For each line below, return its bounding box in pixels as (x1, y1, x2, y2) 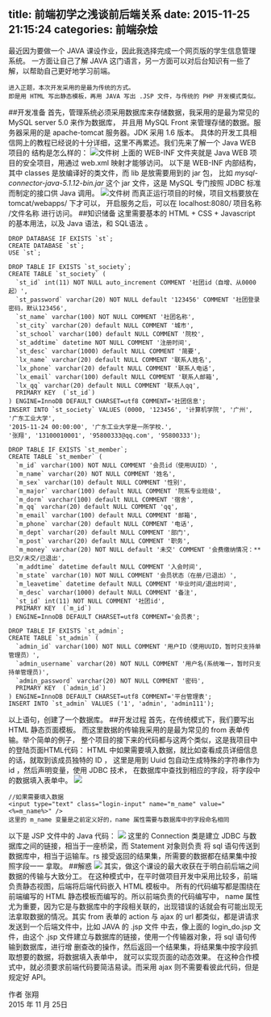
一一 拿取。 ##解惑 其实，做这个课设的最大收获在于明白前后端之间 (29, 861, 260, 871)
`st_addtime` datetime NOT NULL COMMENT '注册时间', (15, 338, 192, 347)
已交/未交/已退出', (8, 554, 65, 562)
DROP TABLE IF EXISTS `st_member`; (8, 445, 128, 454)
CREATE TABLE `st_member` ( (8, 452, 103, 460)
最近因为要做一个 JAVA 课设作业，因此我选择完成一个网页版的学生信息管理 (8, 45, 256, 55)
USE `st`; (8, 249, 42, 257)
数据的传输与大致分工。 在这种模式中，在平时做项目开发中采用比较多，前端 (8, 871, 258, 880)
